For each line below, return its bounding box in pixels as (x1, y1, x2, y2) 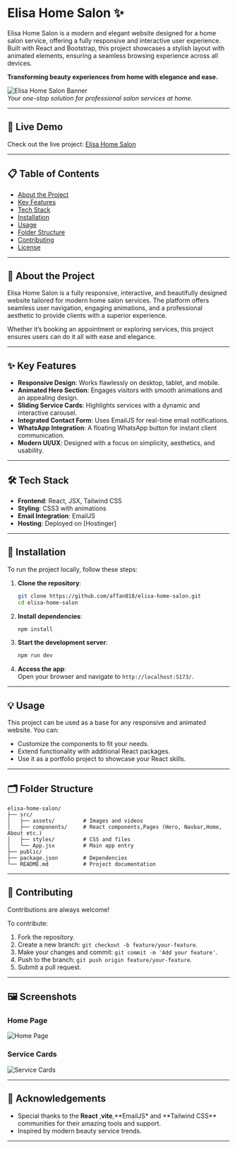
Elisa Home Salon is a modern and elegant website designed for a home (7, 28, 217, 37)
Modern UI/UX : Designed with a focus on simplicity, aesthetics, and (17, 439, 215, 447)
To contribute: (7, 919, 48, 927)
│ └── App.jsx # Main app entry (7, 842, 134, 849)
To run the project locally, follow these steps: (7, 565, 138, 573)
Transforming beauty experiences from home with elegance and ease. (7, 72, 219, 81)
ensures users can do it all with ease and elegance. (7, 333, 157, 341)
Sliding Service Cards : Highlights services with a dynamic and (17, 401, 200, 410)
